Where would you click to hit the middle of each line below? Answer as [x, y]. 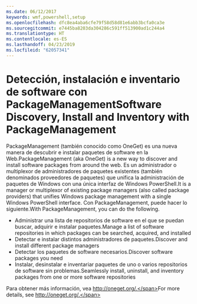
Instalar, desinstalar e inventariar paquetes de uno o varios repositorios [101, 264]
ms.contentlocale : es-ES [37, 39]
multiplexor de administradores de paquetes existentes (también [84, 171]
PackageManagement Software [84, 104]
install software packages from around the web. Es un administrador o [91, 165]
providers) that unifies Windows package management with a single [89, 196]
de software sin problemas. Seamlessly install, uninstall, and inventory [99, 270]
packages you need [39, 258]
